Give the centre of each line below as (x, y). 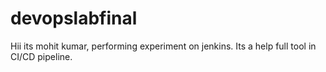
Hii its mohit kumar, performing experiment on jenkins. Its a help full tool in (163, 46)
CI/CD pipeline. (41, 56)
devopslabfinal (74, 18)
